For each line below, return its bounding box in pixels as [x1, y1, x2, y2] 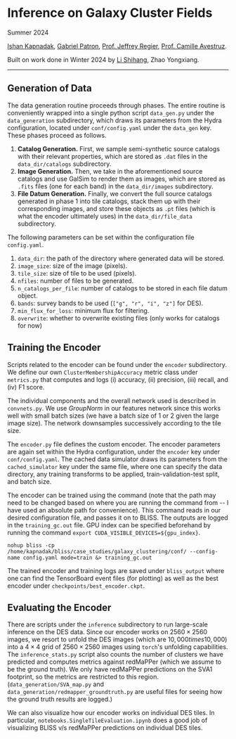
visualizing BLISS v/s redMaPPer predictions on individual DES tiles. [7, 724, 203, 732]
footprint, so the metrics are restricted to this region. [7, 673, 159, 681]
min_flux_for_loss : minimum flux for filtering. [17, 306, 150, 314]
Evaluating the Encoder [7, 601, 112, 613]
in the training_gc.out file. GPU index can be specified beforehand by [7, 520, 211, 529]
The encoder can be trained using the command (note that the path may [7, 491, 216, 499]
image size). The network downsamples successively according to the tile [7, 418, 221, 427]
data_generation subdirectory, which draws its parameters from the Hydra [7, 116, 223, 124]
